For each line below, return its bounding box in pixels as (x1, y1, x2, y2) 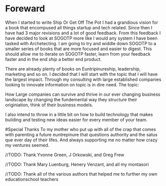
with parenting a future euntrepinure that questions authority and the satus (5, 131, 158, 137)
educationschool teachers (5, 176, 58, 182)
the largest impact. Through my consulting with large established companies (5, 76, 162, 82)
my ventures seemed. (5, 142, 50, 148)
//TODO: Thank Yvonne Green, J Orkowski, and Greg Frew (5, 152, 125, 158)
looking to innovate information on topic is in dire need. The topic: (5, 81, 140, 87)
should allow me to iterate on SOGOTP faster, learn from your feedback (5, 51, 151, 57)
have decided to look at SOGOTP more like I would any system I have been (5, 35, 158, 41)
